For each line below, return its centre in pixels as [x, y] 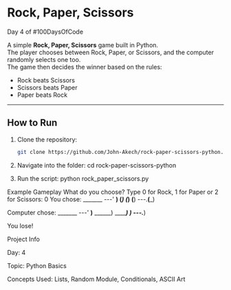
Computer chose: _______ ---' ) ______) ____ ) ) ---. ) [77, 212]
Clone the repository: [47, 140]
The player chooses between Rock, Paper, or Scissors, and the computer [111, 52]
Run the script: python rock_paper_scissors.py [83, 178]
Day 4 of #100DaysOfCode [45, 32]
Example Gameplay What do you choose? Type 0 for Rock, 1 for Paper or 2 [113, 192]
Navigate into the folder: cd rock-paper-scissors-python [97, 165]
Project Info [23, 239]
